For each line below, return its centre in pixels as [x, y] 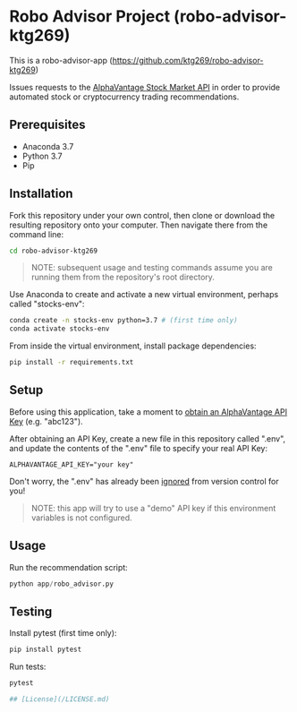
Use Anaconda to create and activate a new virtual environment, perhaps [144, 295]
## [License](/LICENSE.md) [59, 699]
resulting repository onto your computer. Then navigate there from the [139, 225]
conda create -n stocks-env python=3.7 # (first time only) [124, 321]
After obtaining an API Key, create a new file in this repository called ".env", [148, 438]
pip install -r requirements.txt [72, 363]
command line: [37, 234]
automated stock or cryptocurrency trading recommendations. [124, 97]
